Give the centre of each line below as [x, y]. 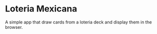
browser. [14, 27]
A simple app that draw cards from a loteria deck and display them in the [78, 22]
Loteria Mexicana [41, 9]
